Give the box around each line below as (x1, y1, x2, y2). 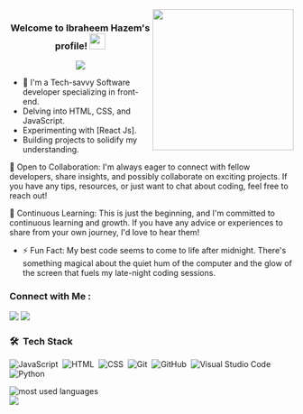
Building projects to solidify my (22, 134, 138, 145)
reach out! (9, 190, 48, 201)
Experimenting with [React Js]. (22, 125, 137, 136)
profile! (54, 40, 88, 52)
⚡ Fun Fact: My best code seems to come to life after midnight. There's (22, 245, 287, 256)
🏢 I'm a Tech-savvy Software (22, 77, 131, 88)
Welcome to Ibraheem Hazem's (10, 22, 151, 34)
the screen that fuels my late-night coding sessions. (22, 268, 216, 279)
